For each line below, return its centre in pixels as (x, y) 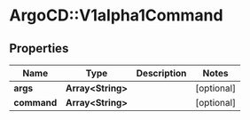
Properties (39, 48)
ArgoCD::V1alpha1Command (116, 16)
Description (161, 73)
